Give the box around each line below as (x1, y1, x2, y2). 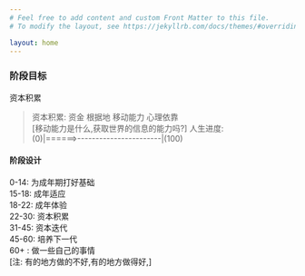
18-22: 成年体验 (9, 199, 68, 210)
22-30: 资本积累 (9, 211, 70, 222)
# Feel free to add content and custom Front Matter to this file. (9, 13, 271, 23)
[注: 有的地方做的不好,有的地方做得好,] (9, 256, 152, 267)
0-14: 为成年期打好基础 (9, 176, 95, 187)
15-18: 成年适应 (9, 188, 66, 199)
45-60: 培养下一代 (9, 233, 78, 244)
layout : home (9, 38, 59, 47)
